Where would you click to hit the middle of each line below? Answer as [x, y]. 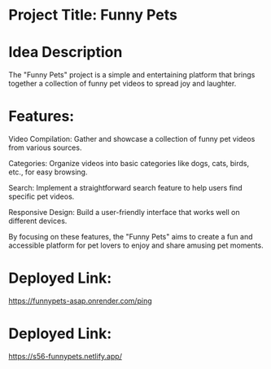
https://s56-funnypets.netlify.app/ [65, 356]
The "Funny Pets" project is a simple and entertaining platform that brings [132, 75]
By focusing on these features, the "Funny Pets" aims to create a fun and [131, 237]
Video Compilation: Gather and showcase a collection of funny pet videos [132, 139]
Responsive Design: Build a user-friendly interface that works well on [124, 213]
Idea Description [66, 53]
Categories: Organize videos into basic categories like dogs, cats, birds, [129, 164]
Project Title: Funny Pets [93, 15]
